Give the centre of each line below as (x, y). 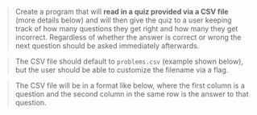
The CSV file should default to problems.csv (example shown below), (129, 61)
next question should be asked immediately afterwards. (107, 46)
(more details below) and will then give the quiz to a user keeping (123, 20)
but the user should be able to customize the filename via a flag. (122, 70)
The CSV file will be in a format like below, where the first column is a (130, 85)
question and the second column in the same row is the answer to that (132, 94)
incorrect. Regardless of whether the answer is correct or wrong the (128, 37)
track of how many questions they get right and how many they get (126, 29)
